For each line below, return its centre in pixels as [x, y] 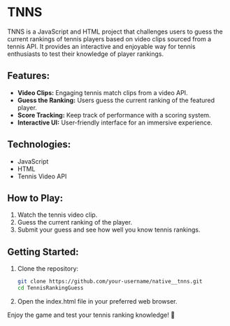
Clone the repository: [48, 269]
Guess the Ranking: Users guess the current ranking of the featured [116, 100]
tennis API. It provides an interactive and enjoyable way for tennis [101, 46]
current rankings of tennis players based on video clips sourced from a [109, 38]
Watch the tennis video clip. [57, 215]
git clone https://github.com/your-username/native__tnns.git [110, 282]
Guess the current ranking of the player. [75, 222]
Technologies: [39, 144]
